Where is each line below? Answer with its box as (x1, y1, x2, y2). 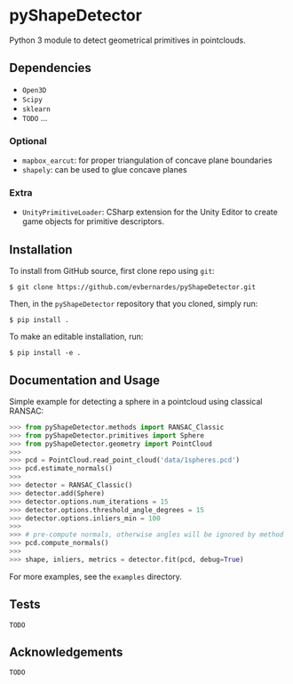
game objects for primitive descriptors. (21, 216, 164, 227)
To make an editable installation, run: (9, 331, 144, 342)
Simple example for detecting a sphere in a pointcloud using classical (9, 396, 263, 406)
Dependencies (9, 60, 91, 76)
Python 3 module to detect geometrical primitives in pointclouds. (9, 35, 246, 45)
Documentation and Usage (9, 373, 161, 388)
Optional (9, 134, 47, 147)
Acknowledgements (9, 645, 123, 660)
